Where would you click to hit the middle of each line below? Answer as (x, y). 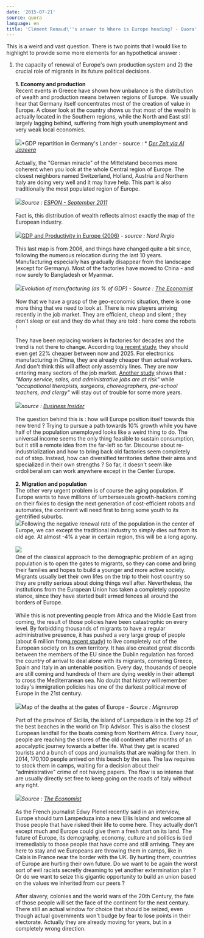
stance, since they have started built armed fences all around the (97, 596)
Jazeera (26, 150)
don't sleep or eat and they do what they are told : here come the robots (105, 321)
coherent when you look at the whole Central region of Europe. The (100, 169)
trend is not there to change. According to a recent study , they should (102, 347)
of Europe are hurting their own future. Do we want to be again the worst (106, 864)
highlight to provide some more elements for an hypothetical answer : (93, 53)
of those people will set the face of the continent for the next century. (102, 903)
